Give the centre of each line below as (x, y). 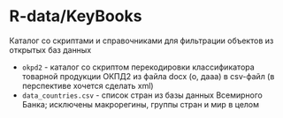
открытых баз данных (50, 49)
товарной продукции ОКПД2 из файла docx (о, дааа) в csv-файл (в (148, 76)
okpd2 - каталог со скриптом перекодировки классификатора (138, 67)
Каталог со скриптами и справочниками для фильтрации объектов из (141, 41)
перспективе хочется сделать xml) (88, 85)
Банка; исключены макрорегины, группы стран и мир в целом (140, 104)
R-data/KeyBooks (76, 16)
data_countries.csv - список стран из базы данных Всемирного (142, 95)
